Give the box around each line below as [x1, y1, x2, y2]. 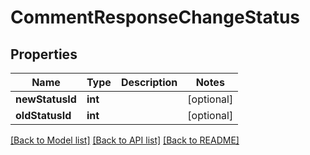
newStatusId [15, 92, 77, 106]
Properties [10, 46, 78, 63]
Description [120, 76, 178, 89]
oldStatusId [15, 109, 72, 122]
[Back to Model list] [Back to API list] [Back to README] [10, 134, 240, 146]
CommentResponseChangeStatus [10, 6, 300, 29]
